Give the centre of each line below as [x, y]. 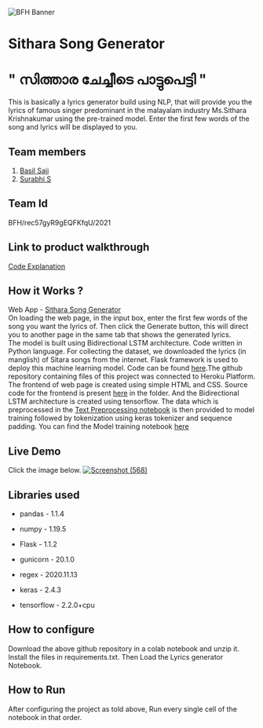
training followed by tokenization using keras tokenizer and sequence [121, 418]
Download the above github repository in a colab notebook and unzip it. [124, 649]
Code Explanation [37, 266]
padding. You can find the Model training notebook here [99, 426]
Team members [47, 152]
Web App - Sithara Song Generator [65, 309]
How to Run [37, 690]
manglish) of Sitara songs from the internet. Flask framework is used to [123, 360]
